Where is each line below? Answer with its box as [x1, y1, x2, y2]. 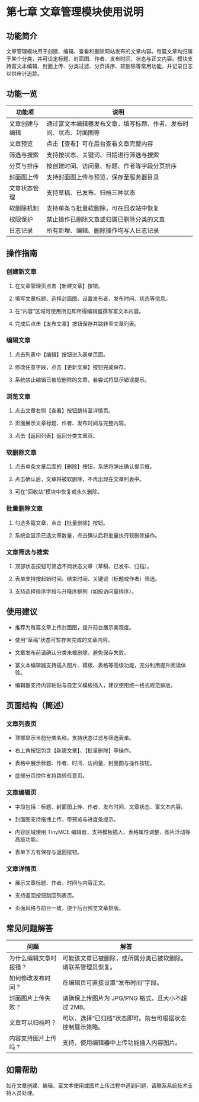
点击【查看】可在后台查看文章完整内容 [46, 139, 153, 148]
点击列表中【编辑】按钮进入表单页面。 [14, 351, 108, 358]
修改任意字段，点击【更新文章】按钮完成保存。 [14, 363, 129, 371]
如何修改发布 [9, 974, 46, 982]
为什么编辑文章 [9, 954, 52, 962]
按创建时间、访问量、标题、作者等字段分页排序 [46, 161, 177, 170]
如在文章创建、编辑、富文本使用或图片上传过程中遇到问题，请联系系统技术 [6, 1082, 188, 1089]
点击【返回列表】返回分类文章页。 [14, 432, 98, 439]
